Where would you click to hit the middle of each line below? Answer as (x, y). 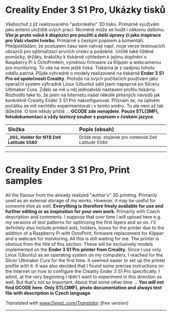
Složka (16, 129)
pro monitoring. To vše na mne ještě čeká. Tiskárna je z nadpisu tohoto (80, 68)
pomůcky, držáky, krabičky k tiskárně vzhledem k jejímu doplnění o (76, 57)
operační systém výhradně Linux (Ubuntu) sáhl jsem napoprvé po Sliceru (82, 84)
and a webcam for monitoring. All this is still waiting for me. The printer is (82, 238)
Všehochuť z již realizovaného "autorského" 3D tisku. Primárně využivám (82, 24)
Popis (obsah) (96, 129)
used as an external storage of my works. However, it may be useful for (81, 200)
